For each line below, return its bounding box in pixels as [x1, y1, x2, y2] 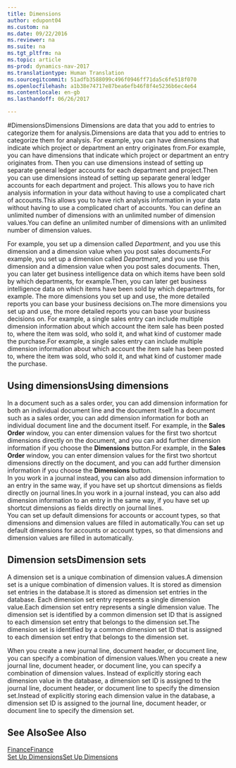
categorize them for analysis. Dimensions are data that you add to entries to [7, 128, 226, 137]
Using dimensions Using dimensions [7, 380, 169, 392]
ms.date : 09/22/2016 [7, 30, 68, 37]
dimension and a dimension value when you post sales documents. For [7, 248, 211, 255]
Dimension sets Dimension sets [7, 554, 147, 566]
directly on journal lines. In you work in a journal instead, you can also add [7, 488, 221, 497]
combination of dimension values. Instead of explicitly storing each [7, 669, 202, 677]
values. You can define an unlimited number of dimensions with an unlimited [7, 219, 227, 226]
